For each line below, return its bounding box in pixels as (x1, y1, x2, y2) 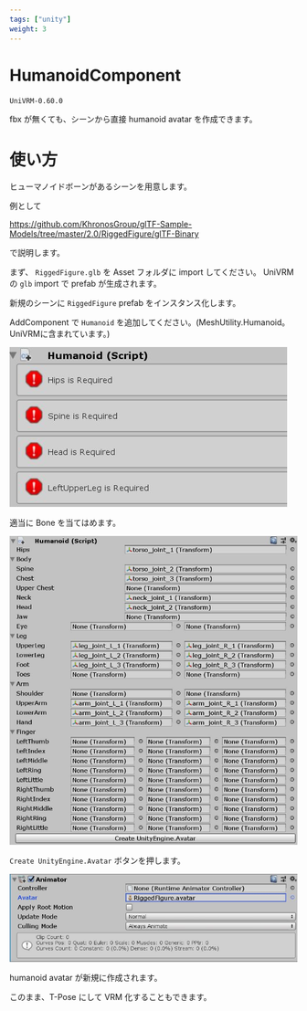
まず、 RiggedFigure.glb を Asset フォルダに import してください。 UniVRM (9, 267, 294, 278)
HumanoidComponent (9, 65, 182, 86)
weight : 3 (9, 24, 48, 34)
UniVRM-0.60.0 (9, 97, 64, 106)
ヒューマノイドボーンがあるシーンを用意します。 (9, 181, 192, 192)
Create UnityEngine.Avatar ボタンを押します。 (9, 855, 185, 867)
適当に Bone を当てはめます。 (9, 517, 122, 529)
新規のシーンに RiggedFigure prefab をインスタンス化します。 (9, 298, 241, 309)
